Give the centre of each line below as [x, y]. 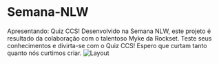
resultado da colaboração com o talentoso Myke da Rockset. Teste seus [109, 38]
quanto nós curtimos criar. [44, 53]
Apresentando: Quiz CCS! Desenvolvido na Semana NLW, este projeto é [109, 31]
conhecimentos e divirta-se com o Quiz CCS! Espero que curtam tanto [107, 45]
